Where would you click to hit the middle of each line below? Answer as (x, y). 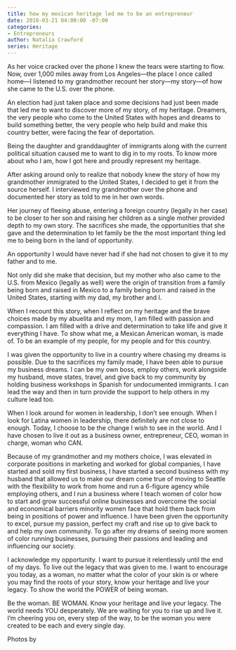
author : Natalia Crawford (45, 40)
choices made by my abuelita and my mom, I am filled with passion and (111, 318)
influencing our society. (41, 546)
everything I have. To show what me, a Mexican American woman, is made (115, 333)
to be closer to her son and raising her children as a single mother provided (116, 218)
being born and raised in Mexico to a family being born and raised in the (112, 290)
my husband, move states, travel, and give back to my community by (107, 377)
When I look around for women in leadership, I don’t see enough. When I (112, 413)
